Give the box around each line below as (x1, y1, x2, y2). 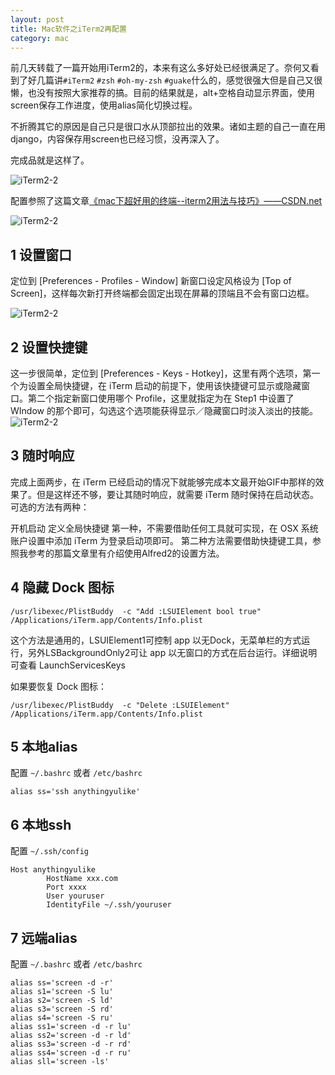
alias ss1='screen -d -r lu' (10, 1022, 132, 1032)
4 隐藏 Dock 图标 (10, 579, 115, 596)
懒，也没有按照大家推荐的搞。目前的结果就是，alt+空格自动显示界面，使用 (10, 87, 316, 99)
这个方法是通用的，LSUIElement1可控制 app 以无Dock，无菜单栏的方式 (10, 634, 302, 646)
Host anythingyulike (10, 865, 97, 875)
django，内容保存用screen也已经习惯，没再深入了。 (10, 133, 225, 145)
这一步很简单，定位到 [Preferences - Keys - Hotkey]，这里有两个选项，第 (10, 367, 312, 379)
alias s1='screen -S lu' (10, 987, 114, 997)
